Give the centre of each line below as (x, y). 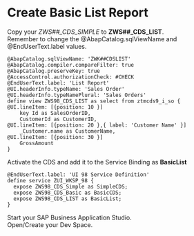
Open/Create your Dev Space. (50, 224)
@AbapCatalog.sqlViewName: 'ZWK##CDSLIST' (69, 59)
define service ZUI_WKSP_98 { (51, 180)
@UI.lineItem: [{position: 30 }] (55, 137)
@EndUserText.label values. (47, 46)
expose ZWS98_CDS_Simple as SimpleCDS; (71, 186)
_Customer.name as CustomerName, (68, 131)
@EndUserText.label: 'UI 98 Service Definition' (78, 174)
